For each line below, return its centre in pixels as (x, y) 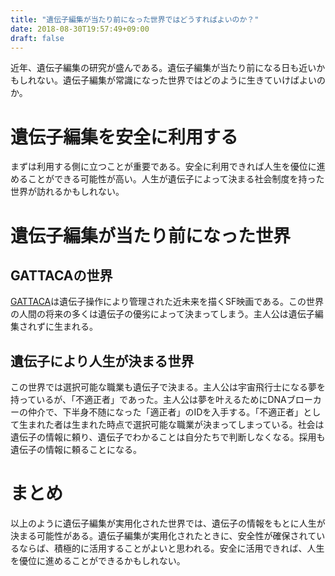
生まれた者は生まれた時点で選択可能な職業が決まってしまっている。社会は (171, 425)
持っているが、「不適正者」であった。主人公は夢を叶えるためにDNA (148, 400)
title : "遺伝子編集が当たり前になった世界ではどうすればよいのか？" (135, 19)
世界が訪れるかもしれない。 (67, 192)
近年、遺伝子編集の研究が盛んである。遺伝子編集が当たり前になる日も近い (163, 68)
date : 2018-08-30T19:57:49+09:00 (80, 29)
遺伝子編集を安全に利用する (124, 137)
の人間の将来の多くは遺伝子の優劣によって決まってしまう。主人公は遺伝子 (162, 314)
